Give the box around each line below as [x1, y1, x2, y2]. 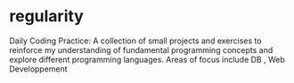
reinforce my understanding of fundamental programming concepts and [9, 44, 274, 55]
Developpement [9, 64, 69, 74]
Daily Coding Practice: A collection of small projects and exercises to [9, 35, 262, 46]
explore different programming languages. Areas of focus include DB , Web [9, 54, 285, 64]
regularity [9, 6, 85, 26]
